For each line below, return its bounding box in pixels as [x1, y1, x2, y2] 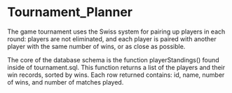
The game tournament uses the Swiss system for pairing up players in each [7, 27, 226, 36]
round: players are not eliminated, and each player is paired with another [7, 34, 217, 43]
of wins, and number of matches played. [7, 78, 124, 86]
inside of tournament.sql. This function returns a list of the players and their [7, 63, 226, 71]
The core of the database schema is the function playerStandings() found [7, 55, 219, 64]
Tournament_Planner [7, 4, 133, 20]
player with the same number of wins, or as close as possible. [7, 42, 186, 50]
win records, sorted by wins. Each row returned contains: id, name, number [7, 71, 225, 79]
